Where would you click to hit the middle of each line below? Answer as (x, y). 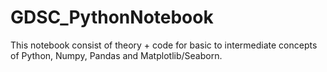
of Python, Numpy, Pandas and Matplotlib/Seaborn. (116, 55)
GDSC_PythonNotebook (112, 17)
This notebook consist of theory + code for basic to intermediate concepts (164, 45)
